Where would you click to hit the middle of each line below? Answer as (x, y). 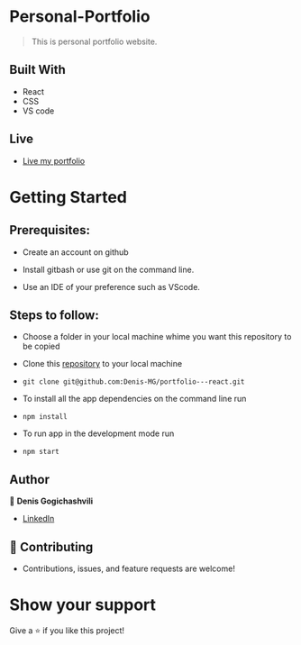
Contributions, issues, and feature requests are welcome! (129, 568)
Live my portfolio (54, 160)
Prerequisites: (50, 230)
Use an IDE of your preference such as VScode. (111, 286)
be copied (41, 346)
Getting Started (68, 197)
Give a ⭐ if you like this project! (67, 630)
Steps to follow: (54, 315)
